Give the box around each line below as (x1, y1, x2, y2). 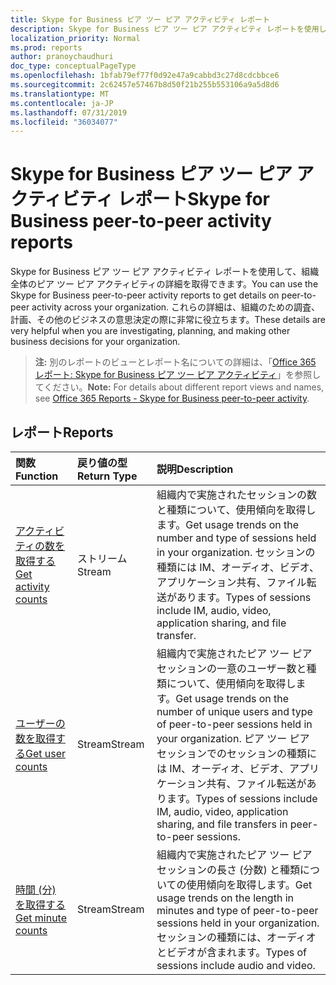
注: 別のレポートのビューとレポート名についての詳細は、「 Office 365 (34, 356, 317, 368)
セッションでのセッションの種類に (156, 747, 317, 760)
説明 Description (156, 462, 234, 476)
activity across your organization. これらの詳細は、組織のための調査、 (31, 301, 321, 313)
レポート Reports (10, 424, 114, 441)
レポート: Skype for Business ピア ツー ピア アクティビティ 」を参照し (34, 369, 322, 381)
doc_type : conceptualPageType (10, 61, 137, 71)
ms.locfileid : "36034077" (10, 117, 118, 127)
